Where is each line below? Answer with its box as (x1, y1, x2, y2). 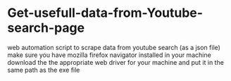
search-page (7, 20, 85, 36)
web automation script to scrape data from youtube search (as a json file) (7, 43, 220, 51)
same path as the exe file (7, 66, 80, 74)
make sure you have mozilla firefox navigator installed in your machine (7, 51, 211, 59)
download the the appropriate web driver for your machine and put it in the (7, 58, 224, 66)
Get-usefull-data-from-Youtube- (7, 5, 203, 21)
